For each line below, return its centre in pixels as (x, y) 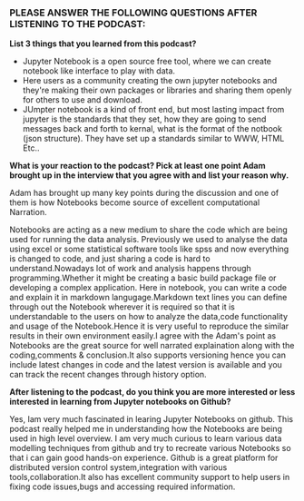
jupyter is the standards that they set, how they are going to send (144, 119)
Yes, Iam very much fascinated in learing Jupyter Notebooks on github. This (151, 419)
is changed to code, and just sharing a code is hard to (110, 259)
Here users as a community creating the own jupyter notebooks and (150, 81)
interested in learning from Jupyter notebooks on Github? (120, 402)
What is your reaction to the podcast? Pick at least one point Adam (137, 166)
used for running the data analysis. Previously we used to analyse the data (148, 240)
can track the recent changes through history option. (108, 375)
